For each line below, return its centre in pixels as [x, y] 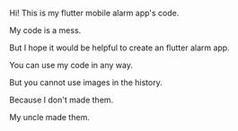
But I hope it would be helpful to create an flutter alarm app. [120, 48]
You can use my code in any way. [71, 65]
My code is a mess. [45, 30]
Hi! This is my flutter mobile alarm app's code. [94, 13]
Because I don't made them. [62, 100]
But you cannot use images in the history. [86, 83]
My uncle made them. [49, 117]
